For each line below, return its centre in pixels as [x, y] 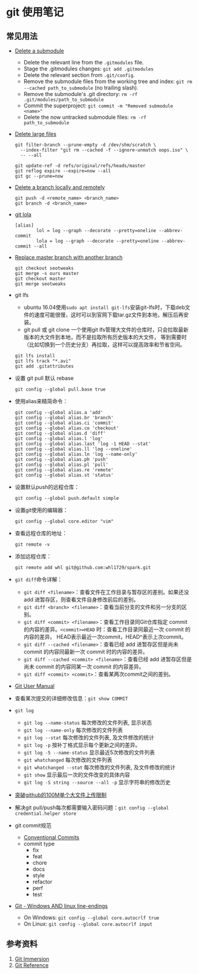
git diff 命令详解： [39, 579]
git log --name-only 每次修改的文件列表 [73, 730]
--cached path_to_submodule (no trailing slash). [81, 88]
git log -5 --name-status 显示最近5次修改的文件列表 [89, 752]
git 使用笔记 [35, 12]
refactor [42, 882]
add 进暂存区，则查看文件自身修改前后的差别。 [81, 599]
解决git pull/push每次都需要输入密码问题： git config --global [92, 808]
